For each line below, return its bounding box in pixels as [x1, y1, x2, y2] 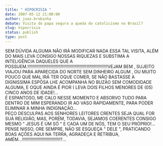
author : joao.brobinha [5, 16, 51, 21]
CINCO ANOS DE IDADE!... [5, 89, 59, 96]
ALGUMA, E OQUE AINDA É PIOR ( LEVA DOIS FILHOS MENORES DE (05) [5, 84, 153, 90]
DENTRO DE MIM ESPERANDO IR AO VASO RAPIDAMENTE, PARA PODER [5, 100, 153, 106]
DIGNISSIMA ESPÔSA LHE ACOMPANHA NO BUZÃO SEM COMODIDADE [5, 79, 152, 85]
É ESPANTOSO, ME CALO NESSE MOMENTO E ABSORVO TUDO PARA [5, 95, 147, 100]
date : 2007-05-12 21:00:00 [5, 12, 60, 17]
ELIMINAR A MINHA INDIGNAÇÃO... [5, 105, 77, 111]
